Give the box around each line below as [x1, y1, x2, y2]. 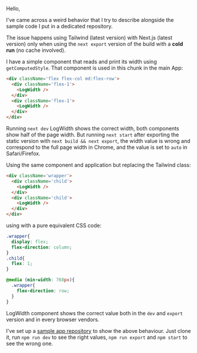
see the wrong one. [6, 339, 54, 347]
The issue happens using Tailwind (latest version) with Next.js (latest [6, 34, 172, 41]
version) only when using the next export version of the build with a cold [6, 41, 183, 47]
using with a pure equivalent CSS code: [6, 222, 102, 229]
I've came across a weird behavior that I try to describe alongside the [6, 17, 174, 23]
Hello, [6, 5, 21, 12]
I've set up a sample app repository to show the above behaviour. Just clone [6, 327, 191, 334]
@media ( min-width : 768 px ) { [6, 277, 75, 283]
